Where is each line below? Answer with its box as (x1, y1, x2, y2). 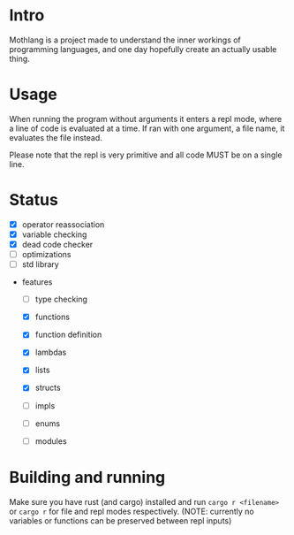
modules (34, 435, 68, 447)
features (21, 277, 53, 287)
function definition (34, 329, 102, 340)
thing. (9, 53, 31, 64)
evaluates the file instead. (9, 132, 103, 142)
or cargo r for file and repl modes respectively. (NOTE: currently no (9, 506, 254, 516)
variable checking (21, 229, 87, 240)
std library (21, 259, 59, 270)
